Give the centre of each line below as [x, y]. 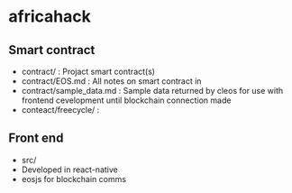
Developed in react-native [69, 170]
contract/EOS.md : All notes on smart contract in [111, 81]
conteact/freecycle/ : [60, 110]
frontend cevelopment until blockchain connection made [126, 100]
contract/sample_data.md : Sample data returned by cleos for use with [152, 91]
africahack [50, 17]
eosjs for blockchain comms [74, 179]
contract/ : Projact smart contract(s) [88, 71]
